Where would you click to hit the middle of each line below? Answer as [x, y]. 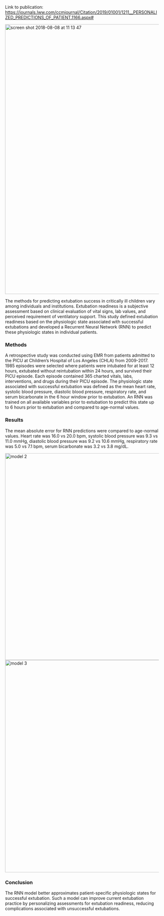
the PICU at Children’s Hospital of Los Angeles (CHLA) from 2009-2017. [77, 361]
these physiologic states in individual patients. [51, 332]
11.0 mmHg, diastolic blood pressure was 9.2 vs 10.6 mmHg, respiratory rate [81, 441]
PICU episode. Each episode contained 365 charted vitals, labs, [69, 376]
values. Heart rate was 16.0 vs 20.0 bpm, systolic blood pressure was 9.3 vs [82, 436]
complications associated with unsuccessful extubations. [63, 908]
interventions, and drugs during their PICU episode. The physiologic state [79, 381]
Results [14, 420]
